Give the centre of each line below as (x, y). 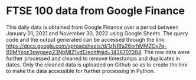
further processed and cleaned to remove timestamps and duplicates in (93, 58)
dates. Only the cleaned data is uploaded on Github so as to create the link (97, 64)
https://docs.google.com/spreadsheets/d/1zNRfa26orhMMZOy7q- (86, 46)
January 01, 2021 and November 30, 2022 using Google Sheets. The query (97, 33)
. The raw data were (165, 52)
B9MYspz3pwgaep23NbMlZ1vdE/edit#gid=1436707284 (74, 52)
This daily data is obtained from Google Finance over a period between (92, 27)
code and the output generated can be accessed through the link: (86, 39)
